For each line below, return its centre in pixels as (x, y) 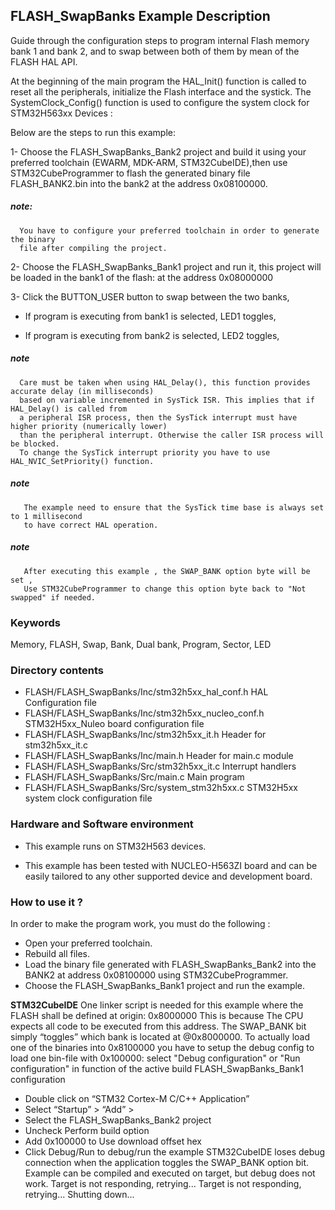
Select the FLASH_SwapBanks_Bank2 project (118, 1120)
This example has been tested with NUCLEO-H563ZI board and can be (171, 865)
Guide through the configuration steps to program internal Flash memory (160, 40)
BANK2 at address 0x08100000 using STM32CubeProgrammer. (156, 975)
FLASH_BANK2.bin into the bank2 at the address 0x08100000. (139, 183)
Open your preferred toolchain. (88, 943)
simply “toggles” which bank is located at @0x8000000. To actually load (160, 1036)
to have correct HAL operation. (91, 525)
